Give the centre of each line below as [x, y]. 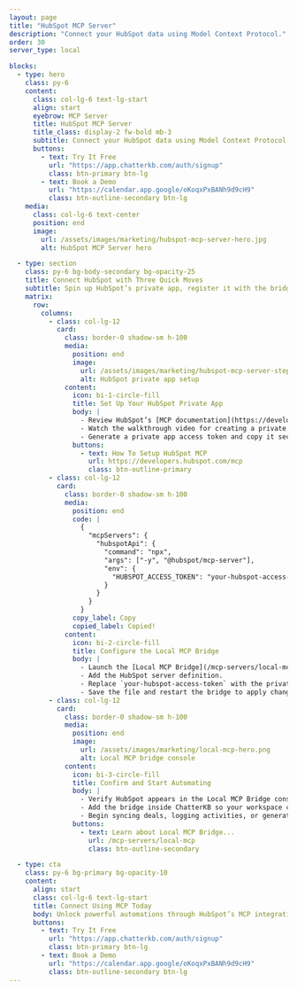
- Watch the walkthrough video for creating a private [183, 428]
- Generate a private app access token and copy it [177, 437]
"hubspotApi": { [126, 544]
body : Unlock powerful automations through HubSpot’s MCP [141, 914]
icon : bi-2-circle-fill [116, 643]
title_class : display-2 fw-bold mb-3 [102, 133]
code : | [86, 519]
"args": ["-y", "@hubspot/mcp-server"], [179, 560]
